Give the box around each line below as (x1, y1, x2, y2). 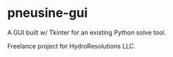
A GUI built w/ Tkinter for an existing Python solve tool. (7, 28, 167, 37)
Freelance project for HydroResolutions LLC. (7, 42, 136, 50)
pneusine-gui (7, 5, 88, 21)
